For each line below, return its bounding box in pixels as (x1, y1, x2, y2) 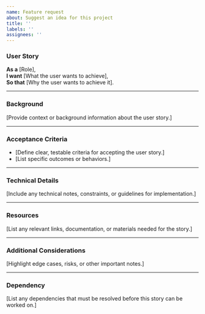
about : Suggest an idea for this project (6, 15, 113, 21)
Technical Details (6, 176, 59, 184)
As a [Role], (6, 65, 36, 73)
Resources (6, 211, 39, 220)
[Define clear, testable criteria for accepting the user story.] (15, 149, 165, 156)
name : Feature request (6, 9, 64, 15)
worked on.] (6, 301, 37, 309)
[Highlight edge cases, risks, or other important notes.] (6, 260, 145, 267)
